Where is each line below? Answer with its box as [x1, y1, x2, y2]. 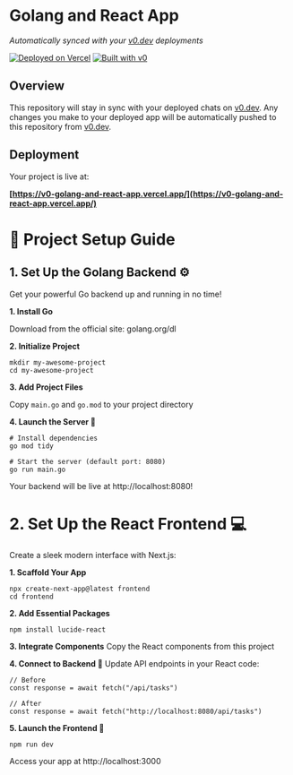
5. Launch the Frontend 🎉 [9, 722, 105, 733]
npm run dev [9, 740, 54, 749]
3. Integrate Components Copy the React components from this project [9, 641, 275, 651]
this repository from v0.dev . [9, 121, 112, 132]
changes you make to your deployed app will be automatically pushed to [9, 111, 277, 122]
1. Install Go [9, 306, 54, 316]
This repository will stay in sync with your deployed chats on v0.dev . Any [9, 102, 279, 113]
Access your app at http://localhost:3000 [9, 755, 161, 766]
